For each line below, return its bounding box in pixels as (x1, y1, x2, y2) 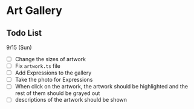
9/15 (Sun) (6, 44, 32, 51)
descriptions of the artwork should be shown (15, 96, 128, 104)
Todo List (6, 28, 42, 38)
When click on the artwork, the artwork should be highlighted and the (15, 83, 189, 90)
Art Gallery (6, 4, 62, 18)
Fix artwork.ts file (15, 62, 60, 70)
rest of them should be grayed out (15, 90, 100, 97)
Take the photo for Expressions (15, 76, 93, 84)
